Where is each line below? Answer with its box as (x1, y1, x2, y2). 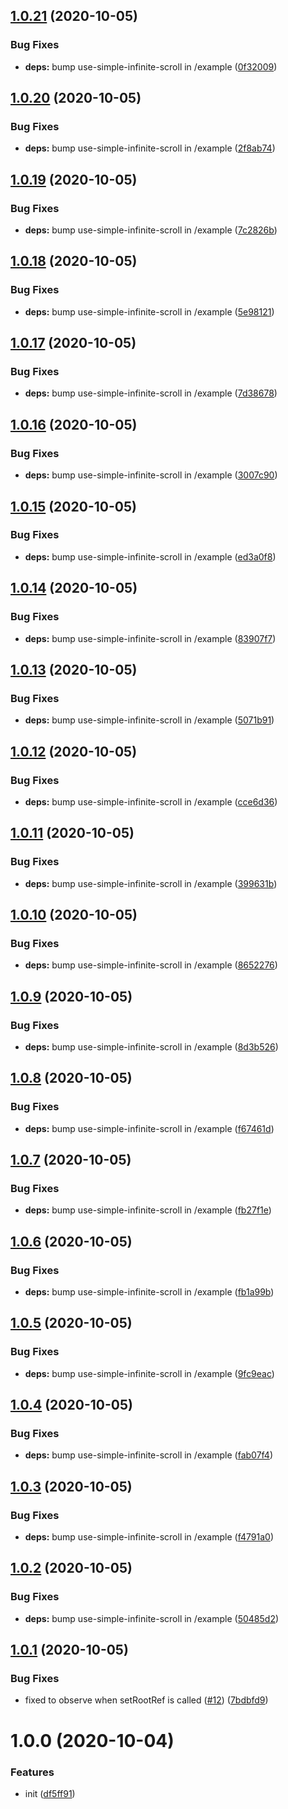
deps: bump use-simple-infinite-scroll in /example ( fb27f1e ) (24, 1204, 272, 1216)
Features (10, 1765, 55, 1779)
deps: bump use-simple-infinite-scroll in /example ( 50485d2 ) (24, 1612, 280, 1624)
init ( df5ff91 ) (24, 1787, 76, 1799)
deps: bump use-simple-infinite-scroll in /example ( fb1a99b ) (24, 1286, 275, 1298)
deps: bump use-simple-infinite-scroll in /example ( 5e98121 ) (24, 305, 275, 318)
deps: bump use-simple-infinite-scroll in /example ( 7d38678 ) (24, 387, 278, 399)
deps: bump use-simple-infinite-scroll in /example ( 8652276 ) (24, 959, 278, 971)
